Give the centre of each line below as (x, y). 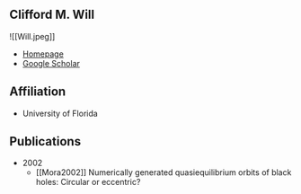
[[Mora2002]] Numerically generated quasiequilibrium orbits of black (164, 172)
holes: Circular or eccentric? (88, 182)
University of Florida (60, 113)
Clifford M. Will (52, 15)
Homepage (43, 54)
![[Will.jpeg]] (32, 36)
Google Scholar (51, 63)
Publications (45, 141)
